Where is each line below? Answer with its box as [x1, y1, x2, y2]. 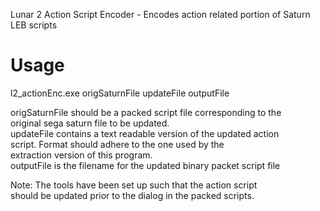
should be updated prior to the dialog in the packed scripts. [10, 189, 255, 201]
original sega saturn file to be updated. [10, 117, 170, 129]
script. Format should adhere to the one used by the [10, 138, 225, 150]
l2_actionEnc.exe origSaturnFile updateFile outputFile [10, 87, 230, 99]
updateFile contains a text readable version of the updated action [10, 127, 280, 139]
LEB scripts [10, 19, 58, 31]
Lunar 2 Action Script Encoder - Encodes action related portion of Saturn [10, 9, 311, 20]
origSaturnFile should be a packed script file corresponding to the [10, 106, 282, 118]
